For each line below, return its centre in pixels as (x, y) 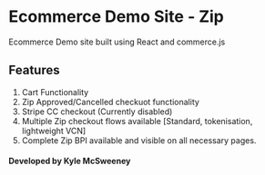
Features (34, 70)
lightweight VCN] (54, 131)
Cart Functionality (55, 92)
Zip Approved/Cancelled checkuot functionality (110, 102)
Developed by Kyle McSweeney (70, 161)
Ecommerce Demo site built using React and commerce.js (117, 42)
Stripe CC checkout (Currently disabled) (97, 112)
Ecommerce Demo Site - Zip (116, 17)
